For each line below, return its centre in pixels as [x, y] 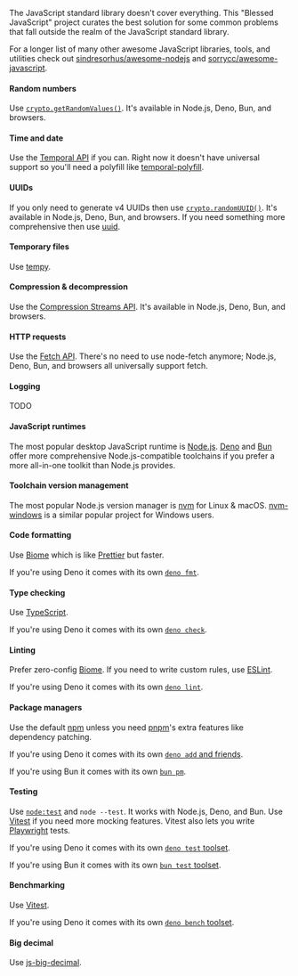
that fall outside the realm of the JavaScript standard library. [119, 32]
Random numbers [43, 88]
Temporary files [39, 247]
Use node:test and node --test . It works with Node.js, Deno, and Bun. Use [146, 811]
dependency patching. [50, 736]
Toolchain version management [69, 485]
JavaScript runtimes [48, 427]
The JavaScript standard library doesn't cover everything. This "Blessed [141, 13]
